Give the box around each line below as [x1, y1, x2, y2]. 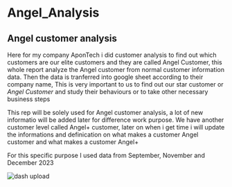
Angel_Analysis [7, 5, 100, 21]
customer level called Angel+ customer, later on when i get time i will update [7, 123, 225, 131]
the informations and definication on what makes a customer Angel [7, 130, 199, 139]
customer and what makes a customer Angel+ [7, 138, 139, 146]
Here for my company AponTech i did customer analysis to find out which [7, 51, 217, 59]
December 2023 [7, 159, 54, 167]
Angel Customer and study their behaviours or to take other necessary [7, 88, 208, 96]
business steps [7, 95, 51, 103]
